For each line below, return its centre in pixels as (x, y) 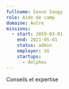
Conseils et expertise (32, 79)
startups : (29, 57)
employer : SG (33, 51)
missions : (19, 29)
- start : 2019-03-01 (37, 34)
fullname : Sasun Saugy (34, 12)
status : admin (34, 46)
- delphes (34, 62)
